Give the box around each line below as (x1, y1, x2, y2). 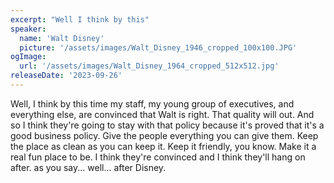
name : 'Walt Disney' (19, 33, 105, 43)
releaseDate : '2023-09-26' (10, 71, 123, 81)
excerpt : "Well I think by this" (10, 14, 150, 25)
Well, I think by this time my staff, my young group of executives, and (10, 97, 295, 110)
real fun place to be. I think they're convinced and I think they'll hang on (10, 151, 306, 163)
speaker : (10, 24, 47, 34)
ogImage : (10, 52, 47, 62)
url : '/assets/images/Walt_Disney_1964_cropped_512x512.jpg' (19, 61, 280, 71)
